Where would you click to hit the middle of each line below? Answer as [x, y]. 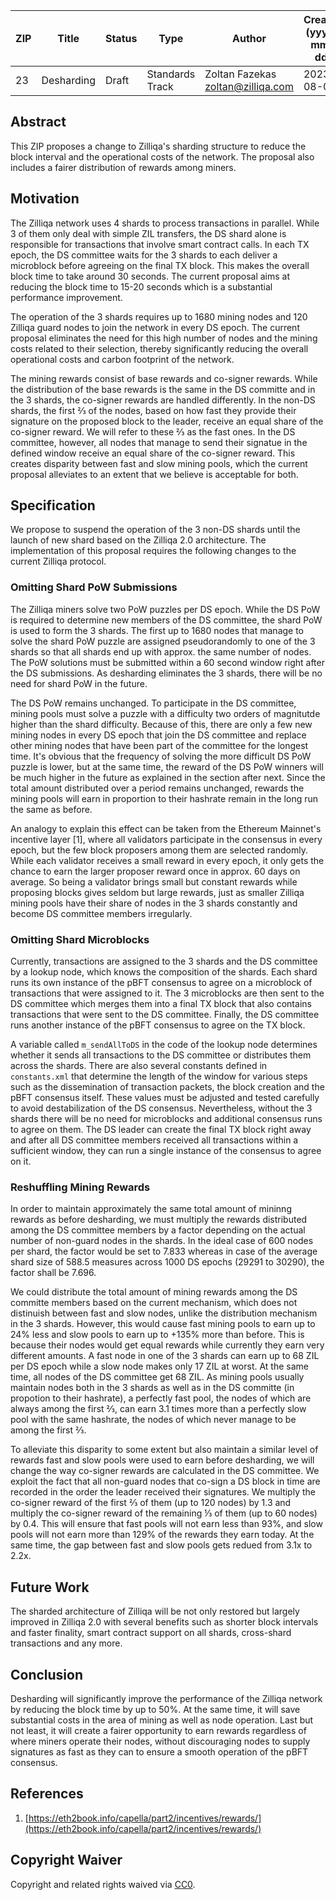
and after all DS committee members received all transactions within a [154, 1140]
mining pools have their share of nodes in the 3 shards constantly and [154, 903]
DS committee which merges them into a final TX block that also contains [161, 1004]
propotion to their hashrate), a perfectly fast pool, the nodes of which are [161, 1398]
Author [249, 38]
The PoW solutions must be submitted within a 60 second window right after [167, 662]
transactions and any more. [66, 1643]
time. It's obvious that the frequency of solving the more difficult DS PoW [161, 756]
